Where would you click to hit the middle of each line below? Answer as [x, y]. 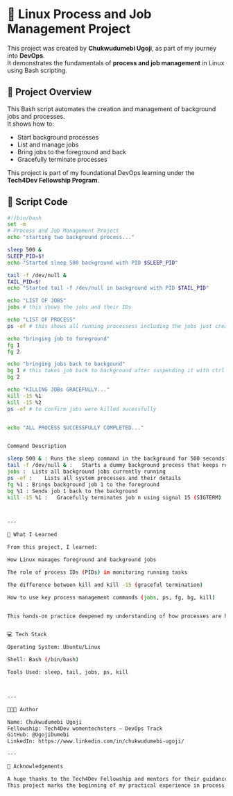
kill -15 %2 [24, 402]
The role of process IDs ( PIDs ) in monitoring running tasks [97, 572]
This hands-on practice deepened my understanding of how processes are [114, 616]
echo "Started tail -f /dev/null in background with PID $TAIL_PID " [108, 288]
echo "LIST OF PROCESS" [42, 320]
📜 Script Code [37, 202]
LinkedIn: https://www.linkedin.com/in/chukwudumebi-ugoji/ [96, 741]
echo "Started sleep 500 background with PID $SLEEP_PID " [93, 263]
